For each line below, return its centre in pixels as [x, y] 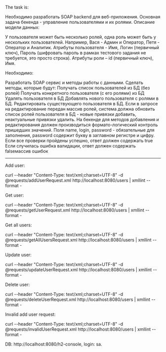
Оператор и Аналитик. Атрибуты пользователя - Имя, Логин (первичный [82, 47]
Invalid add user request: [30, 314]
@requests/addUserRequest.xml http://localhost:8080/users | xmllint [75, 180]
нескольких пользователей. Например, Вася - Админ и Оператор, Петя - [82, 42]
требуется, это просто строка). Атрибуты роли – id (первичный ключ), [80, 58]
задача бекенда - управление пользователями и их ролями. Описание [80, 22]
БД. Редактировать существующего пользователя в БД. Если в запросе [82, 104]
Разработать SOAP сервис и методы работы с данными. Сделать [74, 82]
